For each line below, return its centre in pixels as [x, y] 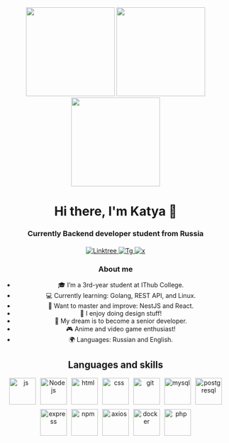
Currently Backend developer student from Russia [116, 234]
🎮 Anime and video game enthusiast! [121, 329]
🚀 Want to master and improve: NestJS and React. [121, 306]
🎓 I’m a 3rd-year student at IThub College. [121, 285]
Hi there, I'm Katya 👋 [116, 212]
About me [116, 269]
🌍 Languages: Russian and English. [121, 340]
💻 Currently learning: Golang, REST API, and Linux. [121, 296]
